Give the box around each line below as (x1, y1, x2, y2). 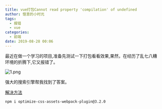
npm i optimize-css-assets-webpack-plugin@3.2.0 (5, 99, 106, 104)
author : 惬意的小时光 (5, 12, 45, 17)
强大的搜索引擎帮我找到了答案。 (5, 79, 69, 85)
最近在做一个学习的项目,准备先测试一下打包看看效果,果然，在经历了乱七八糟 (5, 53, 158, 59)
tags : (5, 16, 16, 21)
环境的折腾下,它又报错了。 (5, 59, 58, 65)
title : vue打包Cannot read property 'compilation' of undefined (5, 7, 137, 12)
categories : (5, 30, 29, 35)
